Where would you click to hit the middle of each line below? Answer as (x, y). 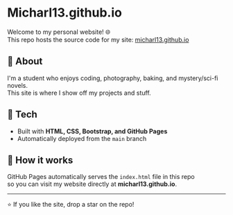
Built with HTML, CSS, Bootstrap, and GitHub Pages (92, 131)
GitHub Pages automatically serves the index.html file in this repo (101, 177)
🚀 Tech (23, 114)
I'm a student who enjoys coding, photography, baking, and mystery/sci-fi (113, 78)
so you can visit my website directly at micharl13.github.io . (92, 184)
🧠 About (25, 61)
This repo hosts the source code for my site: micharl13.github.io (98, 39)
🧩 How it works (40, 160)
